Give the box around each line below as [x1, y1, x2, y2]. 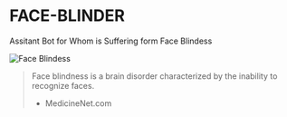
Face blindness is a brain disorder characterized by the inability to [31, 70, 278, 82]
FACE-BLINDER [9, 5, 125, 26]
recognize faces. [31, 80, 95, 91]
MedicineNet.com [44, 97, 112, 109]
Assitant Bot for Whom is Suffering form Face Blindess [9, 35, 213, 46]
